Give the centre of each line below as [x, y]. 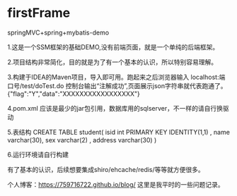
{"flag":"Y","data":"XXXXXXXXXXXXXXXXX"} [74, 94]
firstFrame [39, 13]
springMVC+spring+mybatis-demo [58, 32]
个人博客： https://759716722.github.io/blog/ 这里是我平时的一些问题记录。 [116, 184]
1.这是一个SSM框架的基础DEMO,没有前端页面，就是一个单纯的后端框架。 [113, 47]
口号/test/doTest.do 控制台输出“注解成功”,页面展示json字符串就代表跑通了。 [117, 85]
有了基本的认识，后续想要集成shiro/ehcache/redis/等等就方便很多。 [106, 169]
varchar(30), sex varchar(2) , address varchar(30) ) [82, 140]
